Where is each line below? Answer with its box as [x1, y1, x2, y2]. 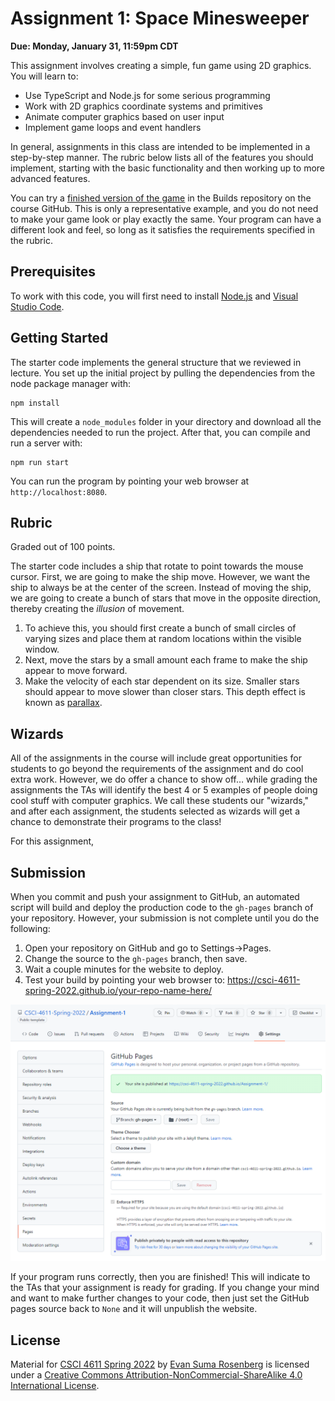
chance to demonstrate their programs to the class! [10, 816, 222, 828]
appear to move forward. [24, 665, 128, 677]
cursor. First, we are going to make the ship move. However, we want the [10, 571, 311, 583]
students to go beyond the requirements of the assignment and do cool [10, 763, 304, 775]
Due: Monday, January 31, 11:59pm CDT [10, 40, 179, 52]
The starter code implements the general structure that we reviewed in [10, 356, 302, 368]
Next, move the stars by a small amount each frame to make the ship [24, 654, 308, 666]
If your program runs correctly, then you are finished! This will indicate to [10, 1271, 311, 1283]
